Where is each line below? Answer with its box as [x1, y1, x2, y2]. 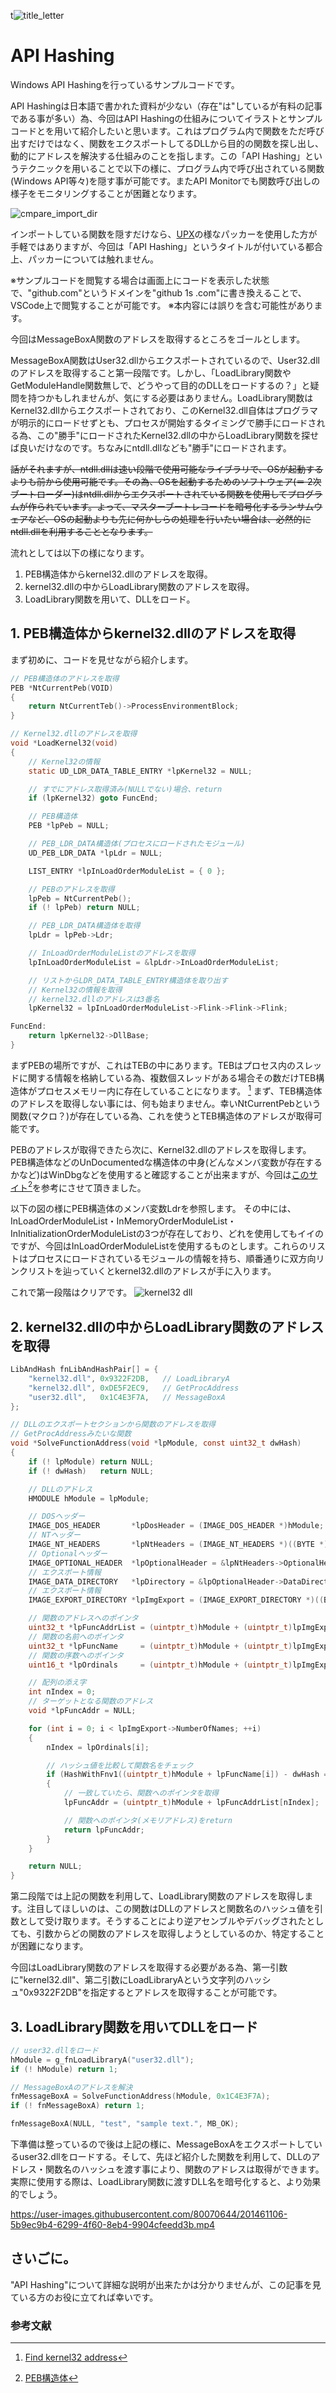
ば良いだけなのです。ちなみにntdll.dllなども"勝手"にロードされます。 [10, 441, 292, 454]
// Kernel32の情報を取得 [28, 985, 123, 995]
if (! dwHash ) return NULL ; [28, 1466, 155, 1476]
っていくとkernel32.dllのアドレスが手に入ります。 [71, 1265, 277, 1277]
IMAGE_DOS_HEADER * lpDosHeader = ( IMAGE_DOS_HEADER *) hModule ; [28, 1521, 325, 1531]
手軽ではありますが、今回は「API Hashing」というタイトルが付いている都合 [10, 240, 323, 252]
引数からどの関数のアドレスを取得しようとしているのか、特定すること [35, 1928, 325, 1940]
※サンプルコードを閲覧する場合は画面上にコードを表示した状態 [10, 274, 270, 286]
